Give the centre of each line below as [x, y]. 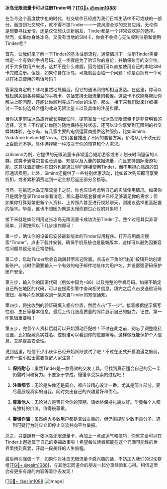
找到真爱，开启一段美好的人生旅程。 [51, 448]
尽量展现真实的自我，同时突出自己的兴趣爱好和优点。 [67, 391]
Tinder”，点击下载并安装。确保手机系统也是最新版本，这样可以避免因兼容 [87, 242]
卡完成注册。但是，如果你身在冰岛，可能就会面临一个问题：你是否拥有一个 [81, 73]
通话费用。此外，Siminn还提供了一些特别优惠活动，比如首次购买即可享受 [84, 173]
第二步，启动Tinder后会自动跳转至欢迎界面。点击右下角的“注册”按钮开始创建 [83, 259]
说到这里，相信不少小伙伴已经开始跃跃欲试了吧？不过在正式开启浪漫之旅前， [83, 352]
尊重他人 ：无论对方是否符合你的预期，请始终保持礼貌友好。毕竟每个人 [84, 402]
